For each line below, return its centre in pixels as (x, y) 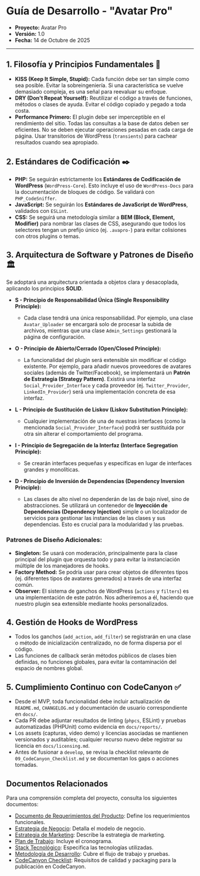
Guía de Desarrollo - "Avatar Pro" (90, 11)
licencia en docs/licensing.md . (52, 746)
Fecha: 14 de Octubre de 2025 (52, 40)
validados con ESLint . (41, 211)
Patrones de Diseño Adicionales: (54, 540)
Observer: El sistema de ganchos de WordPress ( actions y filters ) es (102, 591)
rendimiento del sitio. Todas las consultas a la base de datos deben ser (102, 123)
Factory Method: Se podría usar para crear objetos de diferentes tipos (101, 572)
